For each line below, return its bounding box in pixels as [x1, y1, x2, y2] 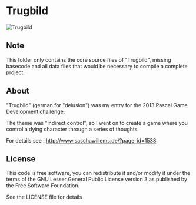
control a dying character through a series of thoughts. [6, 125, 139, 133]
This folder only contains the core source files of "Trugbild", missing [6, 56, 172, 63]
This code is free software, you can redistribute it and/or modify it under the [6, 170, 191, 177]
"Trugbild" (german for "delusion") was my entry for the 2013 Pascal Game [6, 101, 188, 108]
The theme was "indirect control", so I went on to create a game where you [6, 119, 188, 126]
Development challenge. [6, 108, 65, 115]
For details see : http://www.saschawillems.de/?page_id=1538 [6, 137, 157, 144]
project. [6, 69, 25, 76]
